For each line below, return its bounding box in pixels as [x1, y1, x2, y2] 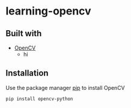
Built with [5, 28, 42, 39]
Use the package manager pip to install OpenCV [5, 84, 126, 91]
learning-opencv [5, 4, 91, 18]
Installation [5, 68, 49, 78]
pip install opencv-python [5, 95, 73, 102]
